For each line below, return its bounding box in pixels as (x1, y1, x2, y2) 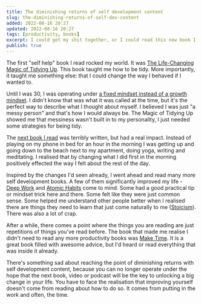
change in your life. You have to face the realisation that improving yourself (6, 278, 194, 285)
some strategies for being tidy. (6, 122, 83, 129)
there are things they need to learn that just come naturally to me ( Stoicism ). (6, 203, 197, 210)
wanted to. (6, 78, 33, 85)
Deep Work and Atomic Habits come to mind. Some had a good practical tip (6, 184, 195, 191)
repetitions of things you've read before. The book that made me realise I (6, 228, 189, 235)
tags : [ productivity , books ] (6, 31, 80, 37)
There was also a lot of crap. (6, 210, 77, 217)
